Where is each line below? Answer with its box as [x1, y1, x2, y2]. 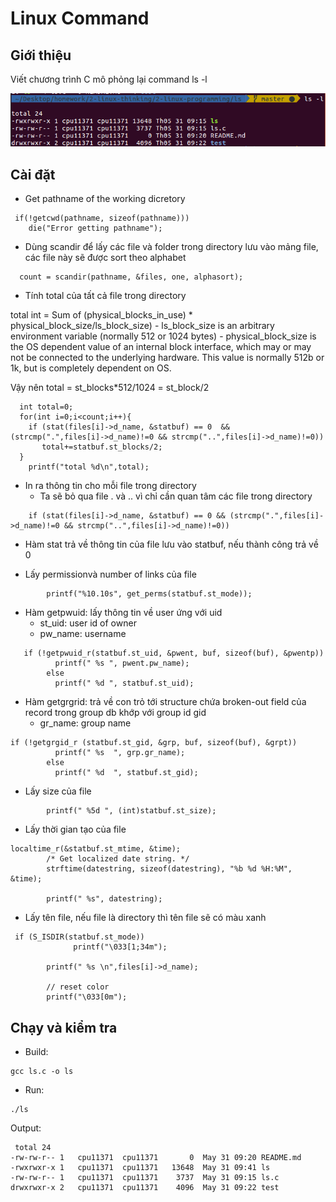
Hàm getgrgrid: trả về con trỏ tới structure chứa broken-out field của [24, 696, 307, 708]
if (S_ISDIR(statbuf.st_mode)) [14, 932, 145, 942]
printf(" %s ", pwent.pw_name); [54, 658, 190, 669]
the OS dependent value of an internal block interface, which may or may [10, 341, 312, 353]
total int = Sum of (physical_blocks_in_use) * [10, 309, 193, 321]
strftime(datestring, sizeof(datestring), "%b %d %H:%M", [46, 864, 293, 874]
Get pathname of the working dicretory [24, 193, 186, 205]
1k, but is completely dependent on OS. [10, 362, 172, 374]
